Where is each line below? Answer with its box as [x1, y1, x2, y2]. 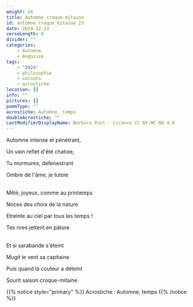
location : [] [6, 87, 39, 93]
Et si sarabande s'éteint [6, 242, 64, 249]
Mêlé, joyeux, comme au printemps [6, 189, 93, 196]
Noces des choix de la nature [6, 201, 79, 208]
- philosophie [17, 70, 52, 76]
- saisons [17, 75, 42, 81]
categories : [6, 42, 36, 48]
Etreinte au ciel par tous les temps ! [6, 212, 93, 220]
